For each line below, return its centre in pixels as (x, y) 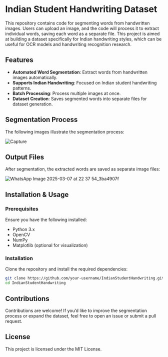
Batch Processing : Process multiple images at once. (66, 93)
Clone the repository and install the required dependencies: (66, 269)
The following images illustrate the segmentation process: (65, 131)
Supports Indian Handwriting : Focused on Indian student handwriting (84, 82)
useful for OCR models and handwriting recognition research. (68, 44)
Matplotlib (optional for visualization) (50, 245)
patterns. (22, 88)
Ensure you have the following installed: (46, 220)
